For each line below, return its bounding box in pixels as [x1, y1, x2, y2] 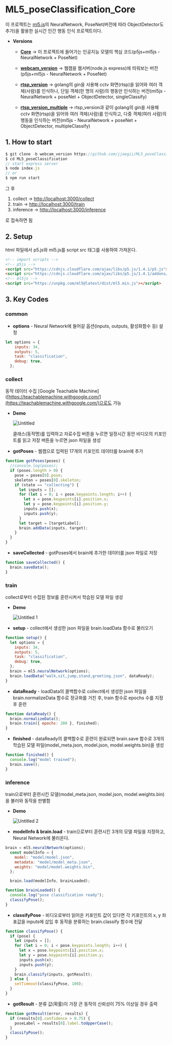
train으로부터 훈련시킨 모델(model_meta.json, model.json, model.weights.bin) [5, 791, 165, 798]
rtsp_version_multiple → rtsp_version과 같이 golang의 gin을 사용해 [20, 104, 159, 110]
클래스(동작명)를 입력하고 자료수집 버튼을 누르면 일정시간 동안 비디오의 [12, 431, 153, 437]
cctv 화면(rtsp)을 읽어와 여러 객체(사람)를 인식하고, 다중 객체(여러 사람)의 [20, 111, 167, 117]
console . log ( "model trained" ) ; [10, 757, 77, 763]
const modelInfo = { [10, 850, 54, 855]
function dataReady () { [5, 711, 56, 716]
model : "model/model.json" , [14, 855, 74, 860]
